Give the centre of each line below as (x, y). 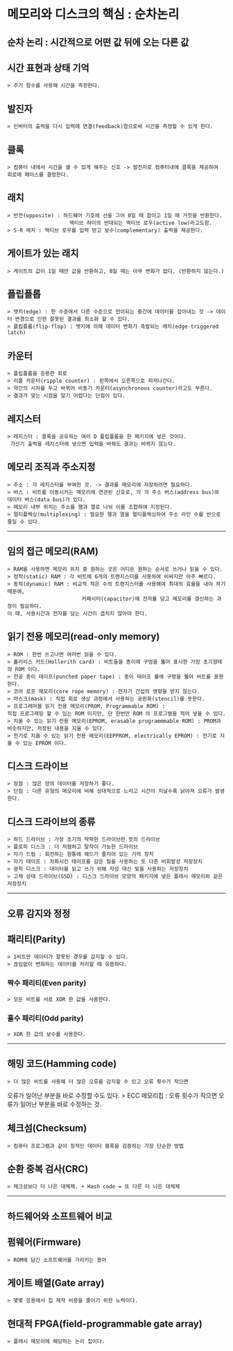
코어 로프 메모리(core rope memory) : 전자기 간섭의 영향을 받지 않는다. (107, 691)
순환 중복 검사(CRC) (48, 1169)
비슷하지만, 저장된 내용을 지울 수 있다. (56, 728)
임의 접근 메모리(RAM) (53, 552)
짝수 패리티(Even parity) (47, 983)
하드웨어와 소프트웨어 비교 (60, 1216)
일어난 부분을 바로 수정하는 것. (61, 1104)
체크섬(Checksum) (47, 1128)
